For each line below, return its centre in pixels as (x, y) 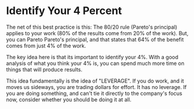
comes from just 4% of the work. (46, 46)
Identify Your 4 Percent (64, 11)
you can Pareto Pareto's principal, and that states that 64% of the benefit (95, 39)
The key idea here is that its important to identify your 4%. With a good (92, 57)
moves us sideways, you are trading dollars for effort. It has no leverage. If (96, 87)
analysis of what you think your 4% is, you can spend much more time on (95, 63)
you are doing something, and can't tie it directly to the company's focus (94, 93)
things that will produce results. (44, 69)
